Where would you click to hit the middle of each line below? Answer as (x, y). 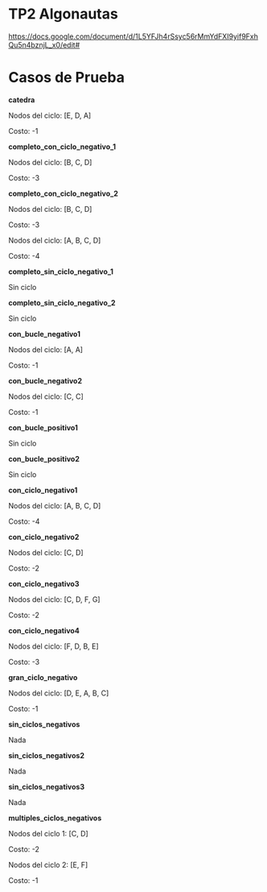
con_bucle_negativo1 (44, 334)
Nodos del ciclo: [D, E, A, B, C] (59, 693)
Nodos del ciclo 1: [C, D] (48, 833)
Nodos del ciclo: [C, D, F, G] (54, 599)
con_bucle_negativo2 (45, 380)
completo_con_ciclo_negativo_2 (63, 193)
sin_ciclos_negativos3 (47, 786)
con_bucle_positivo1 (43, 427)
